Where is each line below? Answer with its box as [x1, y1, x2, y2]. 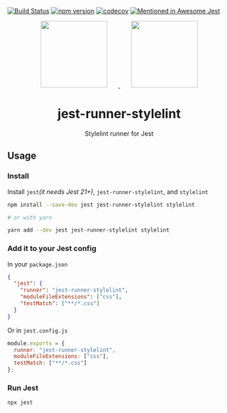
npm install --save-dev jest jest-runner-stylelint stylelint [7, 201, 195, 208]
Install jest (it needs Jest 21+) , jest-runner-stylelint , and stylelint [7, 187, 209, 195]
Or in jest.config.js [7, 326, 68, 334]
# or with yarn [7, 214, 52, 221]
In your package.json [7, 259, 68, 268]
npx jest [7, 399, 33, 407]
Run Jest [7, 382, 39, 392]
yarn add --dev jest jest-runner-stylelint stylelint [7, 227, 170, 234]
